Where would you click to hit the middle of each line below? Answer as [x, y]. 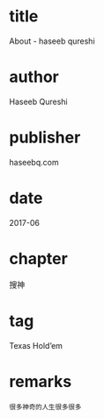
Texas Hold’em [36, 345]
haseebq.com [34, 162]
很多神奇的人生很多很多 [45, 407]
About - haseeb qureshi [52, 41]
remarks [41, 381]
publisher [45, 137]
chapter [38, 258]
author [34, 77]
